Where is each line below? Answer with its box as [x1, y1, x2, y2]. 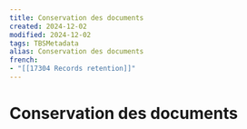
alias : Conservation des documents [9, 47, 144, 56]
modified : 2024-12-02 [9, 30, 92, 39]
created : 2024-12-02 [9, 22, 88, 31]
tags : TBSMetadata [9, 38, 79, 48]
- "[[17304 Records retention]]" [9, 64, 136, 74]
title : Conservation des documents [9, 13, 144, 23]
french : [9, 55, 39, 64]
